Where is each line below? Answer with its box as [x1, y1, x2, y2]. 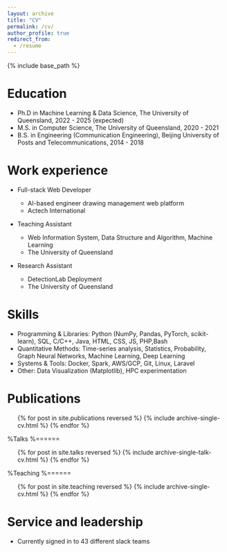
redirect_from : [7, 36, 51, 43]
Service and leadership [7, 514, 143, 530]
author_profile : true [7, 29, 70, 37]
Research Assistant [17, 261, 73, 269]
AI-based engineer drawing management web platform [27, 199, 185, 207]
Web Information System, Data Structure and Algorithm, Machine [27, 233, 213, 242]
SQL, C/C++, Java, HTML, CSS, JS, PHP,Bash [37, 337, 168, 345]
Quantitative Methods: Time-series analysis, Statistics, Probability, [17, 344, 206, 353]
